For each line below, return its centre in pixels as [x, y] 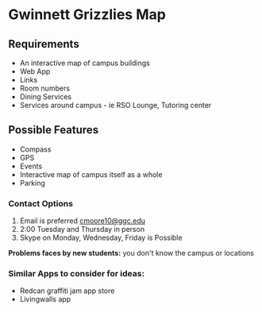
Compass [35, 149]
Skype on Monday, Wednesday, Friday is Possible [101, 238]
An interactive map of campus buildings [85, 63]
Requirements [44, 44]
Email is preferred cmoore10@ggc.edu [82, 221]
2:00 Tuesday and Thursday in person [82, 229]
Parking [33, 183]
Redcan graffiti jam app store [67, 291]
